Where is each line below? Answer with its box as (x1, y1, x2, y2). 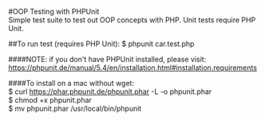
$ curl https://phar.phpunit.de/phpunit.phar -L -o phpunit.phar (8, 87, 212, 96)
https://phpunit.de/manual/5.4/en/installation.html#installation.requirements (8, 63, 258, 72)
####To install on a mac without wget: (8, 79, 134, 88)
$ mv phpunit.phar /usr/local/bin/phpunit (8, 103, 142, 113)
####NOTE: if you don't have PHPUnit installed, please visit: (8, 55, 207, 64)
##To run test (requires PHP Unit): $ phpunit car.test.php (8, 39, 195, 49)
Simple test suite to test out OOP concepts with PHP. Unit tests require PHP (8, 15, 256, 25)
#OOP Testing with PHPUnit (8, 7, 100, 16)
